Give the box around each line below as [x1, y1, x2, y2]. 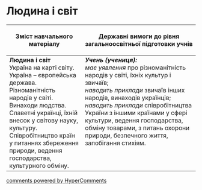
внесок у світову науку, [9, 116, 79, 124]
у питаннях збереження [9, 139, 79, 147]
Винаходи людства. [9, 101, 67, 109]
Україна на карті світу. [9, 63, 75, 72]
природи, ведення [9, 146, 63, 154]
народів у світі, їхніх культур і [85, 71, 171, 79]
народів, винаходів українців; [85, 93, 171, 102]
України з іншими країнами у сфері [85, 109, 188, 117]
